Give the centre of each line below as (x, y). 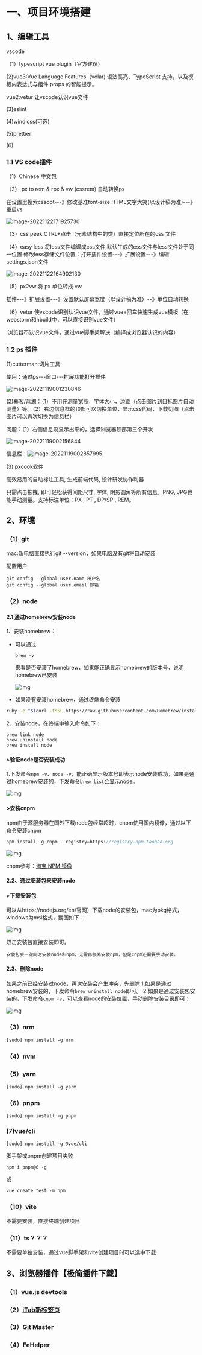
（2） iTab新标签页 (33, 1310)
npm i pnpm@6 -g (26, 1167)
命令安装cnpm (24, 830)
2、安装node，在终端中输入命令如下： (54, 723)
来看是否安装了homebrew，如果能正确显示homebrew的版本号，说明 (99, 668)
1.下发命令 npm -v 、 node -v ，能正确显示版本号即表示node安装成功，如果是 (98, 774)
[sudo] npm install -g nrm (40, 1040)
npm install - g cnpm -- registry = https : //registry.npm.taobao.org (90, 842)
